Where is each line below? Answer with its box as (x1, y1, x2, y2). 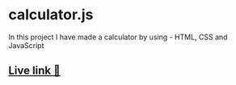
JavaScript (8, 40, 44, 50)
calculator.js (8, 6, 94, 24)
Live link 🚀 (8, 64, 61, 78)
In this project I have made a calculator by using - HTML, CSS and (8, 32, 228, 42)
